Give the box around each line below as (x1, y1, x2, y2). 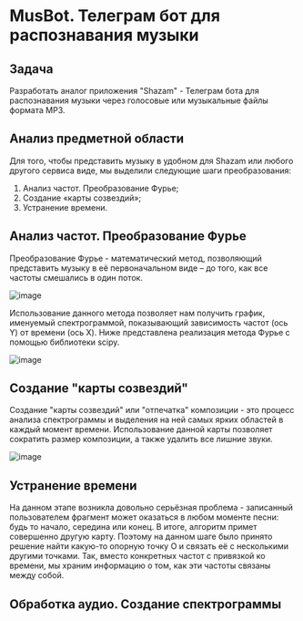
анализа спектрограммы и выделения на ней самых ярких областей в (9, 414, 284, 425)
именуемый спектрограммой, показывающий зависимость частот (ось (9, 316, 288, 328)
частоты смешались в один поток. (9, 272, 144, 283)
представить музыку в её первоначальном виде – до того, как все (9, 262, 268, 274)
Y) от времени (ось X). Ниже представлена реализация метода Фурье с (9, 326, 291, 337)
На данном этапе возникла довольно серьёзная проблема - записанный (9, 502, 294, 513)
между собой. (9, 570, 65, 581)
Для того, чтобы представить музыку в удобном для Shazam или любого (9, 155, 294, 166)
